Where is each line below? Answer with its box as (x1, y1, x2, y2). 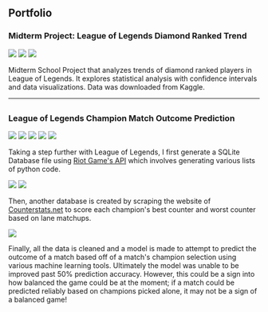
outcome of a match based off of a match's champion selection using (8, 252, 237, 262)
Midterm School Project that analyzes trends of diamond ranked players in (8, 65, 253, 74)
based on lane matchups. (8, 214, 92, 223)
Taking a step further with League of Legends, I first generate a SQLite (8, 147, 241, 157)
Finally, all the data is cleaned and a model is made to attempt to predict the (8, 244, 257, 254)
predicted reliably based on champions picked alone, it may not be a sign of (8, 286, 258, 296)
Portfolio (8, 6, 53, 20)
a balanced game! (8, 295, 68, 305)
